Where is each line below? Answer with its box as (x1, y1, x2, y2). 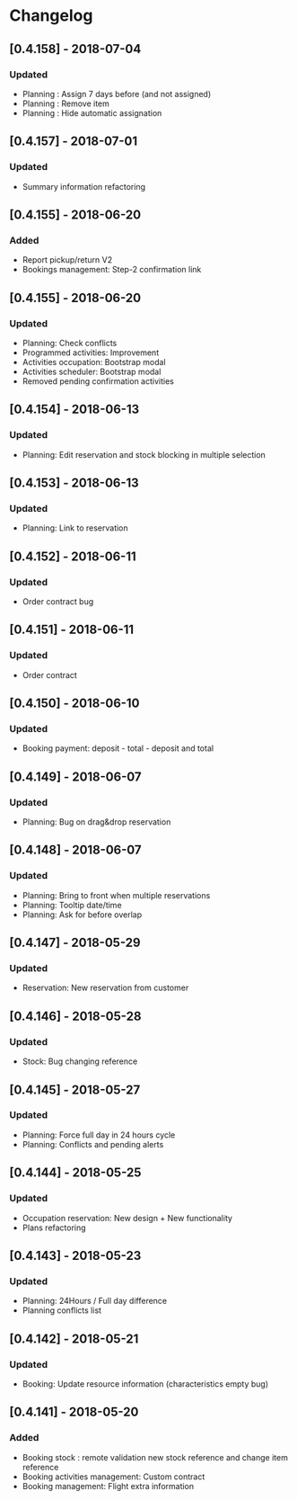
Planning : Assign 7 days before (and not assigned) (22, 88, 212, 99)
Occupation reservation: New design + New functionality (22, 1212, 233, 1223)
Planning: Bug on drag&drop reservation (22, 817, 171, 827)
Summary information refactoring (22, 181, 146, 192)
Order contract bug (22, 596, 94, 607)
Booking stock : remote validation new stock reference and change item (22, 1451, 289, 1462)
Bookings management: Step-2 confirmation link (22, 264, 202, 275)
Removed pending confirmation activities (22, 375, 175, 387)
